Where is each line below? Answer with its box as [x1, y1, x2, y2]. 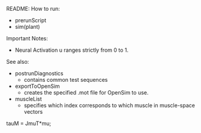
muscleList [14, 96, 42, 102]
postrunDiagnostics [14, 70, 64, 77]
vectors [23, 108, 43, 115]
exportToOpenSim [14, 82, 60, 90]
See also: [6, 58, 29, 65]
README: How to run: [6, 5, 60, 12]
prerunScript [14, 17, 47, 23]
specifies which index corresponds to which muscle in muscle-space [23, 102, 195, 109]
